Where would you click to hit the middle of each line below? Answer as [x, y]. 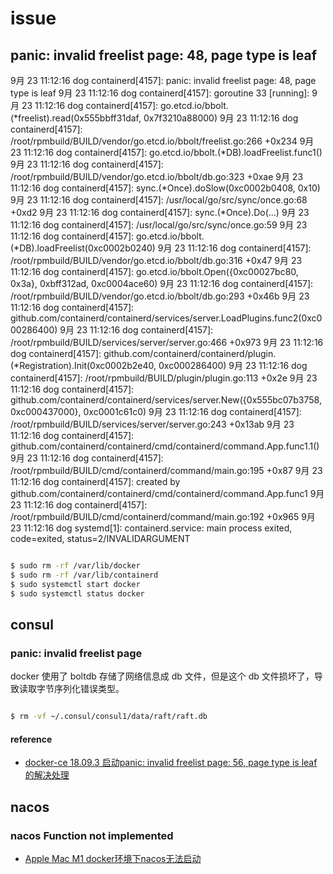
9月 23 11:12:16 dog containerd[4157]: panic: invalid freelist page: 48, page [163, 80]
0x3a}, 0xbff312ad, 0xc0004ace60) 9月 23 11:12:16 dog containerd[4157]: [162, 283]
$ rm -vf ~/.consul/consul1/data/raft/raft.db [109, 717]
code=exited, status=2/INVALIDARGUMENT [100, 538]
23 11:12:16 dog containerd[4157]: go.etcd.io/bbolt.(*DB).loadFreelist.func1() [166, 152]
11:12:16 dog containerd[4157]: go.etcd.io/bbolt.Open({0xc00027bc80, [154, 271]
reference [31, 739]
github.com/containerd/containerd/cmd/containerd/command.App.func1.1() [165, 446]
